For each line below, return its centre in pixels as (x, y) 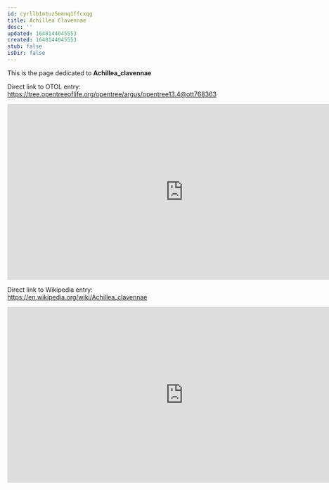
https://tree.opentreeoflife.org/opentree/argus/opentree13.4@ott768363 (112, 94)
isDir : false (26, 53)
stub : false (25, 46)
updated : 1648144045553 (42, 33)
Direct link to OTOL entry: (44, 86)
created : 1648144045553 (42, 40)
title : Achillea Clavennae (47, 20)
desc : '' (20, 27)
